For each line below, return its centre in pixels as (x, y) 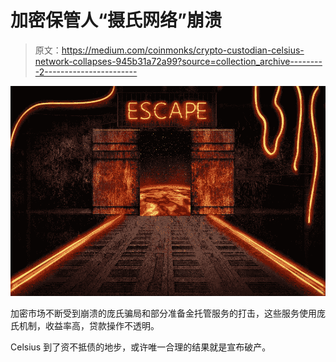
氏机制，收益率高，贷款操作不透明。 (85, 325)
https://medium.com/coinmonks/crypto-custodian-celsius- (183, 50)
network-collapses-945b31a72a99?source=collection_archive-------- (178, 61)
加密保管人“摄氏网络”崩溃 (116, 20)
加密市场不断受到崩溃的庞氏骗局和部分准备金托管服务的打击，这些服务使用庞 (168, 313)
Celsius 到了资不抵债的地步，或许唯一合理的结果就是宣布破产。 (141, 347)
